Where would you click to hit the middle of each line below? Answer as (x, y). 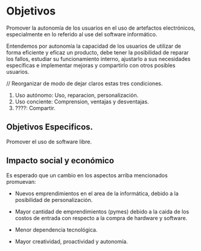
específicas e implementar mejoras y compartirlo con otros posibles (91, 65)
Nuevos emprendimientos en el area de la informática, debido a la (97, 193)
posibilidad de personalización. (54, 200)
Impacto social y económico (60, 161)
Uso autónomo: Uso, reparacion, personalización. (77, 95)
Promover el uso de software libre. (49, 142)
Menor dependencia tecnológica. (56, 230)
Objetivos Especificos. (50, 127)
